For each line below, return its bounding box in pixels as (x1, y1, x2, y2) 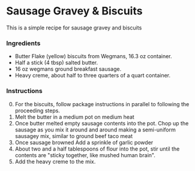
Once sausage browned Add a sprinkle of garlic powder (14, 139, 154, 146)
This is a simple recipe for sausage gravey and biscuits (6, 24, 142, 31)
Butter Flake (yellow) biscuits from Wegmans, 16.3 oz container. (14, 53, 172, 60)
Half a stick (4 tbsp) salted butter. (14, 59, 98, 67)
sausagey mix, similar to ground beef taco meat (14, 132, 133, 139)
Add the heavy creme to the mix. (14, 158, 96, 165)
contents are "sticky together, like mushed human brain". (14, 151, 156, 158)
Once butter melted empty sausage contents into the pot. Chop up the (14, 119, 189, 127)
